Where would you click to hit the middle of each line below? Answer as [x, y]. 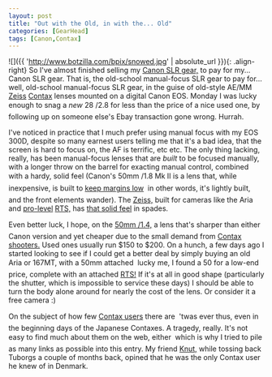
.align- [244, 62]
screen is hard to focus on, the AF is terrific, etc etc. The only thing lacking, [134, 150]
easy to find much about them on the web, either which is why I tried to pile [135, 337]
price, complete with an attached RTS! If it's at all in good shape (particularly [136, 274]
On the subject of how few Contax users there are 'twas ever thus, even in [134, 316]
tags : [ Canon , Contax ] [45, 39]
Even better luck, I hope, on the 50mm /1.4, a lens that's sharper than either [134, 225]
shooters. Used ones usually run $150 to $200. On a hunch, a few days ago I [136, 245]
